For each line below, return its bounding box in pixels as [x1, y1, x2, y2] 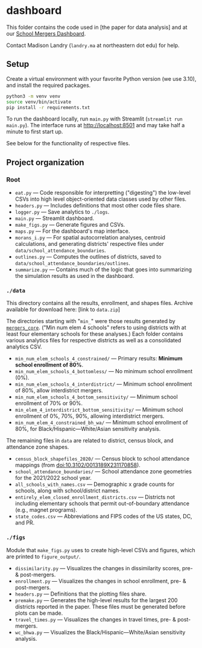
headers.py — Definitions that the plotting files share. [14, 590, 147, 597]
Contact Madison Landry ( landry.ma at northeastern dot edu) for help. [6, 42, 180, 49]
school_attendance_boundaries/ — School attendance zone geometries [14, 468, 192, 475]
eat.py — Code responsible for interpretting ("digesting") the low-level [14, 189, 191, 197]
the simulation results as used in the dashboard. [14, 272, 134, 280]
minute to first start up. [6, 128, 63, 136]
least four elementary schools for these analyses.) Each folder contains [6, 330, 183, 338]
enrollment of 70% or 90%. [14, 400, 83, 407]
